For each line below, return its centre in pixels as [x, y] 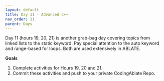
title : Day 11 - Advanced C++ [37, 14]
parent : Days [19, 24]
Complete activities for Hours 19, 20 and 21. [57, 68]
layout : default [22, 10]
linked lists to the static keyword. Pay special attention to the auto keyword [82, 43]
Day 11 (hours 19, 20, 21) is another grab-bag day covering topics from [78, 38]
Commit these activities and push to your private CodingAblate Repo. [84, 73]
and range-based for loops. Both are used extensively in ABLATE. [73, 48]
